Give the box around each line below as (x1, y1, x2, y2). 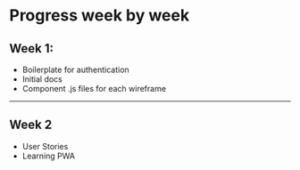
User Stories (21, 141, 69, 151)
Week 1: (9, 41, 54, 56)
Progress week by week (9, 5, 190, 26)
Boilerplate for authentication (21, 64, 129, 75)
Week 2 (9, 117, 53, 133)
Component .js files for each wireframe (21, 84, 167, 93)
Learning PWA (21, 150, 76, 161)
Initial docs (21, 74, 62, 85)
